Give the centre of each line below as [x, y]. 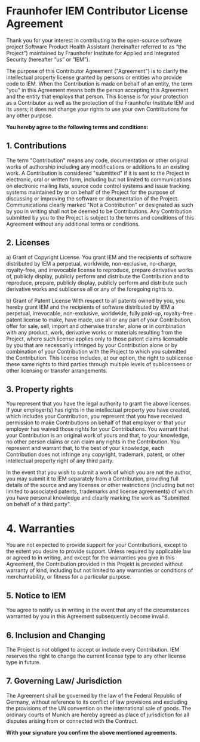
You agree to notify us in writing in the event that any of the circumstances [98, 610]
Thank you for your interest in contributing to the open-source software [94, 40]
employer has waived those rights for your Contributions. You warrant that [98, 429]
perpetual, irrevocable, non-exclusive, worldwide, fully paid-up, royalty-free [99, 313]
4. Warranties [41, 528]
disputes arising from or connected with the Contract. [72, 721]
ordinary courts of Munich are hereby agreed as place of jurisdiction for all [98, 714]
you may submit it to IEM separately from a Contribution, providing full [93, 479]
